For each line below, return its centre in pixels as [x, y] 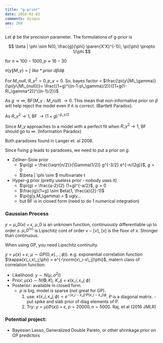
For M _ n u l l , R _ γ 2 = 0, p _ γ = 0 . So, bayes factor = [54, 80]
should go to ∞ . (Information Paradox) [43, 132]
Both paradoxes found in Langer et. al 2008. [49, 141]
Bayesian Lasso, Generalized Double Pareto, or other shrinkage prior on [84, 330]
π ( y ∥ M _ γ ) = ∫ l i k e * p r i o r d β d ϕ [35, 71]
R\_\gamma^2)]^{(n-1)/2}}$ [32, 91]
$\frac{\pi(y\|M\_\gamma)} [130, 80]
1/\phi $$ [82, 52]
